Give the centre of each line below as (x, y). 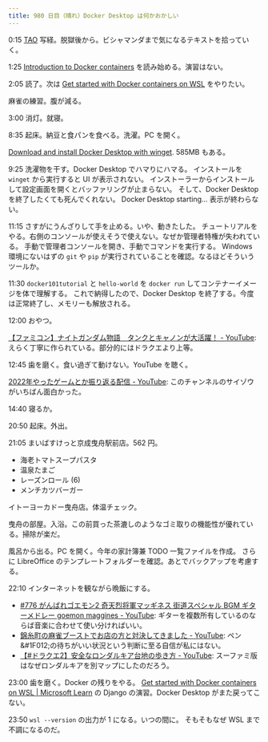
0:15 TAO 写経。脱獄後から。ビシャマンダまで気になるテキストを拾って (125, 39)
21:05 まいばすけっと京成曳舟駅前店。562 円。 (85, 443)
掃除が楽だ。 (43, 533)
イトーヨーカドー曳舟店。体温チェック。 (75, 507)
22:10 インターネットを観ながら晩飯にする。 (81, 588)
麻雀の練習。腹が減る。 (47, 100)
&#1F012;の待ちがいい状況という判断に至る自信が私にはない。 (122, 645)
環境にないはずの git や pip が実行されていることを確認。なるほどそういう (131, 256)
